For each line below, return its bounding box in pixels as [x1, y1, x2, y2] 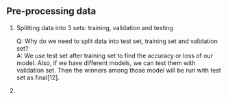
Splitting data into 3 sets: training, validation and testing [16, 23, 174, 32]
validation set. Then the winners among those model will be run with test [16, 66, 222, 74]
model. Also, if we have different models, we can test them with [16, 58, 196, 67]
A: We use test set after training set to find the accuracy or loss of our [16, 51, 214, 60]
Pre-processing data [6, 5, 97, 17]
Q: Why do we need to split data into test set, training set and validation [16, 37, 218, 45]
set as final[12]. [16, 73, 60, 82]
